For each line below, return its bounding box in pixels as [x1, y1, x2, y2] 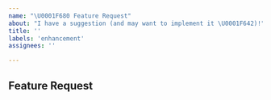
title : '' [8, 27, 42, 35]
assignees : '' [8, 42, 56, 50]
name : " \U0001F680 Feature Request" [8, 11, 131, 20]
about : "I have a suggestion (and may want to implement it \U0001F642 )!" [8, 19, 265, 27]
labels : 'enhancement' [8, 34, 85, 43]
